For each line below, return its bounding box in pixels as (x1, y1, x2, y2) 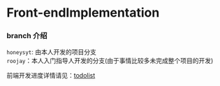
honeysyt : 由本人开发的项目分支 (6, 48, 97, 56)
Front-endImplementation (6, 5, 160, 21)
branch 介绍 (6, 31, 47, 41)
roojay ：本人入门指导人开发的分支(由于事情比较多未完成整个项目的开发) (6, 57, 214, 65)
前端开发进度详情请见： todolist (6, 71, 96, 80)
